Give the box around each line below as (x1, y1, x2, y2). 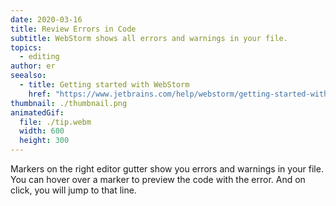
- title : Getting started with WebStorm (19, 80, 190, 90)
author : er (10, 61, 56, 71)
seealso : (10, 71, 47, 81)
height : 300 (19, 136, 70, 146)
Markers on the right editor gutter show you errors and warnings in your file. (10, 163, 324, 175)
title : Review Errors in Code (10, 24, 137, 34)
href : (28, 89, 52, 99)
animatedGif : (10, 107, 65, 118)
